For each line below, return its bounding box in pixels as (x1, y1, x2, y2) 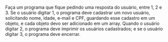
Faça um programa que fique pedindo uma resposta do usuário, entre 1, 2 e (5, 5, 162, 10)
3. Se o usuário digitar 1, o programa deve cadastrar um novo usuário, (5, 10, 150, 16)
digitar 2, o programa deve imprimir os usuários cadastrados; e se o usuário (5, 26, 163, 32)
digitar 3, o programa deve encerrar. (5, 31, 81, 37)
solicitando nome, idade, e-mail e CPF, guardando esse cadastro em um (5, 15, 155, 21)
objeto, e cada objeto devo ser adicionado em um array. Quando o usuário (5, 20, 160, 26)
